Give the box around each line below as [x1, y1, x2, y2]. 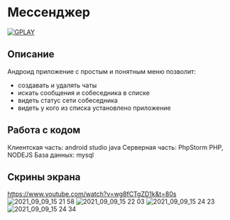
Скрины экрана [7, 171, 81, 183]
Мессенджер [7, 4, 91, 21]
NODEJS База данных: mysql [7, 150, 94, 159]
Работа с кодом [7, 124, 81, 136]
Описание [7, 48, 55, 60]
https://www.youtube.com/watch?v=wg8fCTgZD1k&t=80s [7, 189, 177, 199]
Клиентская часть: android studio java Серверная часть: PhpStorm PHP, [7, 143, 224, 151]
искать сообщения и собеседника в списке [17, 88, 150, 97]
